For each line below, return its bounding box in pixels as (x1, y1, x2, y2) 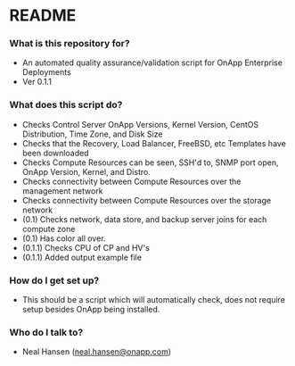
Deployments (21, 67, 71, 78)
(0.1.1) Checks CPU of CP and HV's (21, 242, 150, 253)
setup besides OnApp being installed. (21, 304, 160, 315)
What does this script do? (9, 99, 123, 112)
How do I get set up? (9, 274, 100, 287)
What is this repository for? (9, 37, 131, 50)
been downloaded (21, 147, 89, 158)
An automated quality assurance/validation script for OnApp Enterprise (21, 57, 283, 68)
